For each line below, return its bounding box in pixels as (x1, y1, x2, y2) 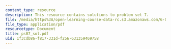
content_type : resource (5, 7, 56, 13)
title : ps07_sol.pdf (5, 31, 49, 36)
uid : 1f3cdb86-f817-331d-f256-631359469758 (5, 36, 99, 41)
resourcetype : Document (5, 27, 56, 32)
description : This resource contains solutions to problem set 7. (5, 12, 149, 17)
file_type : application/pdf (5, 21, 65, 27)
